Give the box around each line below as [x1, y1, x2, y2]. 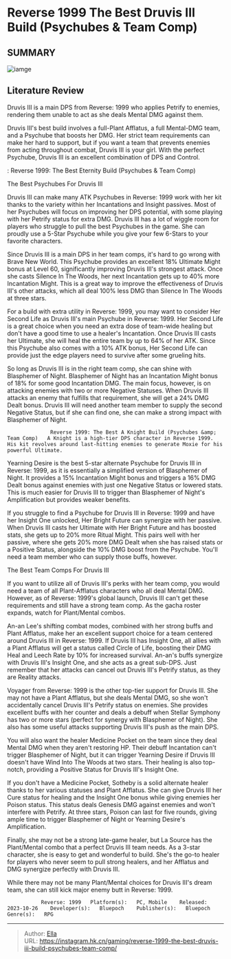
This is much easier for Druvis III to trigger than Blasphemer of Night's [7, 488, 206, 496]
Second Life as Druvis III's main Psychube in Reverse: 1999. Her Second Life [7, 314, 223, 322]
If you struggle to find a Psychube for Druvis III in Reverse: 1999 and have [7, 509, 215, 517]
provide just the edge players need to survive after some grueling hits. [7, 351, 206, 359]
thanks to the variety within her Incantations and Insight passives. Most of [7, 200, 217, 208]
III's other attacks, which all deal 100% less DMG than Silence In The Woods [7, 287, 223, 295]
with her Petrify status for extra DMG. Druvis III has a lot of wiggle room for [7, 214, 219, 223]
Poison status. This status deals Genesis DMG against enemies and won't [7, 800, 215, 808]
